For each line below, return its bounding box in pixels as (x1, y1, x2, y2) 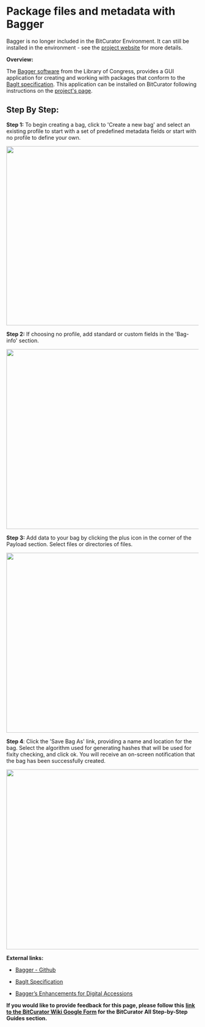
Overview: (6, 56, 34, 63)
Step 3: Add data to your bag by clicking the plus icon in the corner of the (6, 534, 192, 541)
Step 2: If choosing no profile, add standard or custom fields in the (6, 331, 174, 338)
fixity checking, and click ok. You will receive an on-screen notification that (6, 751, 195, 758)
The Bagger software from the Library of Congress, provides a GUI (6, 67, 174, 74)
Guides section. (6, 1015, 48, 1022)
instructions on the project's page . (6, 87, 93, 94)
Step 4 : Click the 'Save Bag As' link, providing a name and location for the (6, 738, 192, 745)
